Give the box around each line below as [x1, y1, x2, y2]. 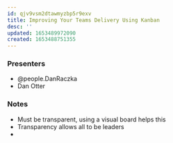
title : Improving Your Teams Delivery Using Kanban [7, 17, 160, 24]
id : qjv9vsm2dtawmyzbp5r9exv [7, 10, 92, 17]
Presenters [7, 59, 46, 69]
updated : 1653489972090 [7, 29, 76, 37]
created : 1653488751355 [7, 36, 76, 43]
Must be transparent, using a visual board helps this [17, 115, 166, 124]
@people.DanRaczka [17, 74, 78, 83]
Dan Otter [17, 82, 46, 90]
